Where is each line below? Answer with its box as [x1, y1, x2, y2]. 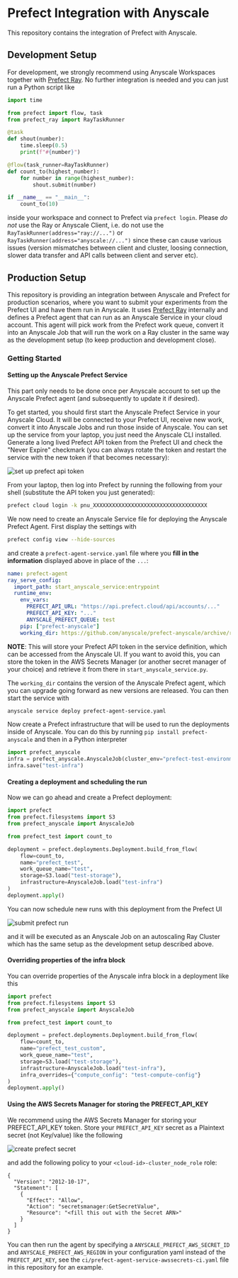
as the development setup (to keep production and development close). [7, 335, 217, 344]
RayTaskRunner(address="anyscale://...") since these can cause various [7, 236, 222, 245]
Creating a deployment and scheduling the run [7, 777, 147, 786]
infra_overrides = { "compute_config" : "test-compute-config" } [20, 1071, 201, 1079]
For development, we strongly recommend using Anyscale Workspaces [7, 67, 216, 76]
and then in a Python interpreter [34, 735, 127, 744]
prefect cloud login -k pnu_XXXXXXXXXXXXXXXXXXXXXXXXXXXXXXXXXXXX [7, 502, 208, 509]
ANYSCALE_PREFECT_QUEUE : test [25, 616, 115, 623]
